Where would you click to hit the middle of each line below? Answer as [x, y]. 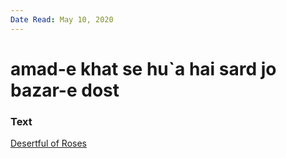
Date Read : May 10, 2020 [62, 19]
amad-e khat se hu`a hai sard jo [143, 68]
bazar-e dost [65, 90]
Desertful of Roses [48, 143]
